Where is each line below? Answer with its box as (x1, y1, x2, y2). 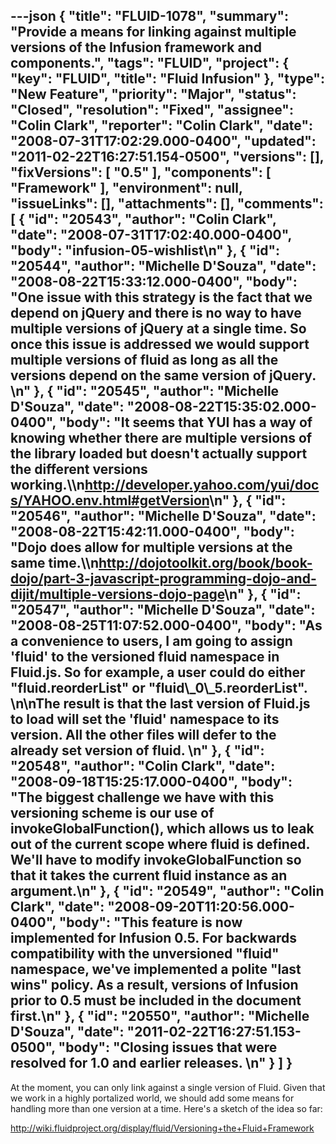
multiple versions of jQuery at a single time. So (10, 320, 307, 338)
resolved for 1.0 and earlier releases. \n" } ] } (10, 1055, 293, 1072)
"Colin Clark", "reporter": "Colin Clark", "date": (10, 117, 314, 134)
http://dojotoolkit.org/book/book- (98, 555, 313, 572)
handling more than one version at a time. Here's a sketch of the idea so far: (10, 1102, 323, 1114)
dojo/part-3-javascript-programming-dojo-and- (10, 570, 317, 588)
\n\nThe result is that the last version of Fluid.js (10, 695, 311, 713)
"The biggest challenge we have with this (10, 789, 275, 806)
